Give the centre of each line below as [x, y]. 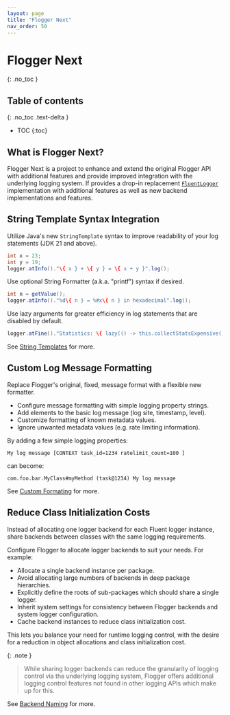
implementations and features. [50, 198]
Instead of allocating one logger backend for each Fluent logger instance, [111, 529]
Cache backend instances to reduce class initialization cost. [101, 621]
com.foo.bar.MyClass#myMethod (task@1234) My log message [91, 478]
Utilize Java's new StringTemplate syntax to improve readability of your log [113, 236]
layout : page [26, 13]
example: [20, 557]
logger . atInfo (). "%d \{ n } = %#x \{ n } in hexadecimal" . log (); [99, 301]
